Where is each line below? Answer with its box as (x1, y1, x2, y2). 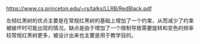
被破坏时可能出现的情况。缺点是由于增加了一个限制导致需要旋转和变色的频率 (6, 25, 194, 31)
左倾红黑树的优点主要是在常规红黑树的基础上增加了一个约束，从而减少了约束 (6, 17, 194, 24)
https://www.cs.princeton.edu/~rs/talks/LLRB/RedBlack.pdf (6, 5, 152, 12)
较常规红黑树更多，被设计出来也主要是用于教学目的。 (6, 32, 137, 39)
